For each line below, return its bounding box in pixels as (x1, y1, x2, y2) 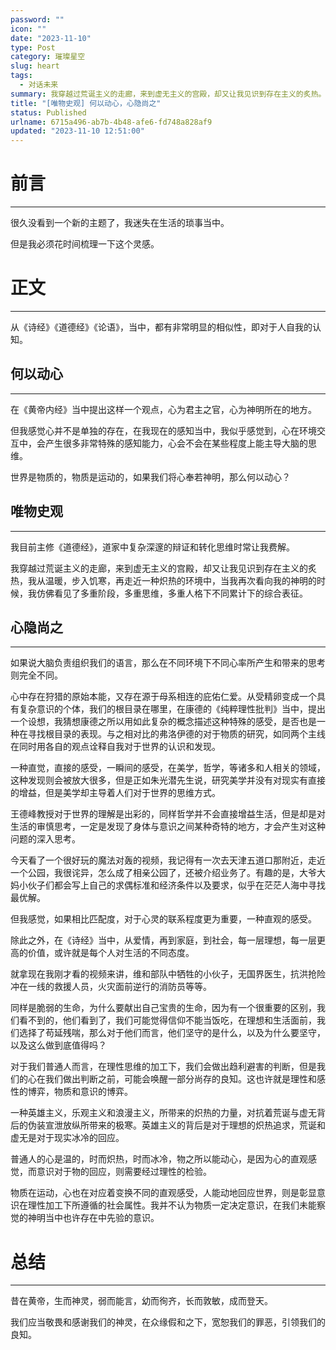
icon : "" (10, 24, 47, 34)
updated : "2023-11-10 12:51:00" (10, 126, 145, 136)
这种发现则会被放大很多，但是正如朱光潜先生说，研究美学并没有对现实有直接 (10, 774, 326, 786)
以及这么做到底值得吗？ (10, 1039, 107, 1051)
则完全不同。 (10, 669, 63, 681)
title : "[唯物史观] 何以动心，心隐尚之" (10, 98, 162, 108)
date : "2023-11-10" (10, 33, 92, 43)
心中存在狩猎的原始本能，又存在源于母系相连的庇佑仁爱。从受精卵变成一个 (10, 691, 317, 703)
